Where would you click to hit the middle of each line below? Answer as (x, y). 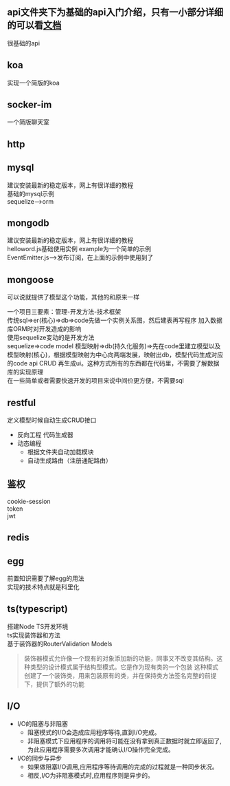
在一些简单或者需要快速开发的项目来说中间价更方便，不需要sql (95, 381)
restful (22, 402)
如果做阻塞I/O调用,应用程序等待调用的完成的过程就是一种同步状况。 (123, 767)
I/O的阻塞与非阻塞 (43, 723)
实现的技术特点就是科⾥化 (43, 587)
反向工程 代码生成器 (45, 435)
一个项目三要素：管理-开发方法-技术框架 (64, 312)
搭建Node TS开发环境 (38, 626)
